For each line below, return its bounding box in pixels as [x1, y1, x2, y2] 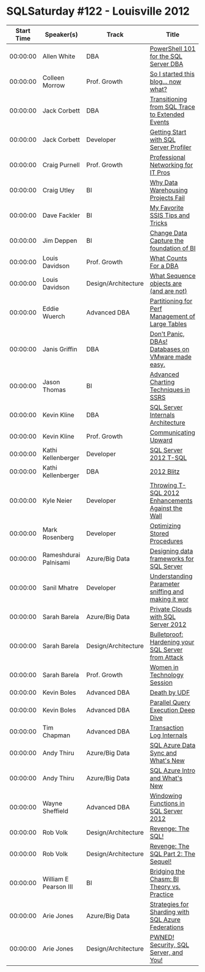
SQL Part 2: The [149, 849, 196, 858]
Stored [149, 529, 169, 538]
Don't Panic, [149, 329, 185, 338]
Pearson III [42, 882, 73, 891]
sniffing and [149, 587, 184, 596]
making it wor [149, 595, 189, 603]
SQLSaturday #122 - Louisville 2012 [6, 4, 190, 18]
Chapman [42, 731, 71, 740]
